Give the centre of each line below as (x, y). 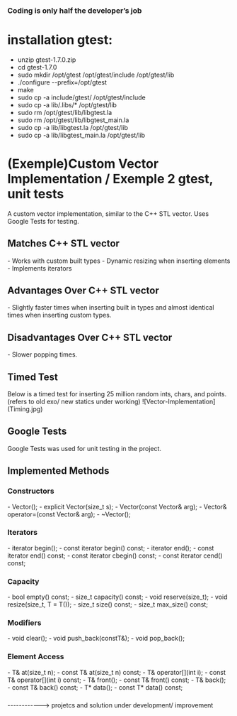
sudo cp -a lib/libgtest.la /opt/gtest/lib (73, 127)
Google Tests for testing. (43, 221)
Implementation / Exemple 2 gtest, (110, 179)
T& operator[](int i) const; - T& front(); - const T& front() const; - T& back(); (117, 680)
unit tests (36, 194)
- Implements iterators (40, 268)
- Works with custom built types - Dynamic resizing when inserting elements (119, 261)
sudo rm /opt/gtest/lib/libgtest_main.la (73, 120)
